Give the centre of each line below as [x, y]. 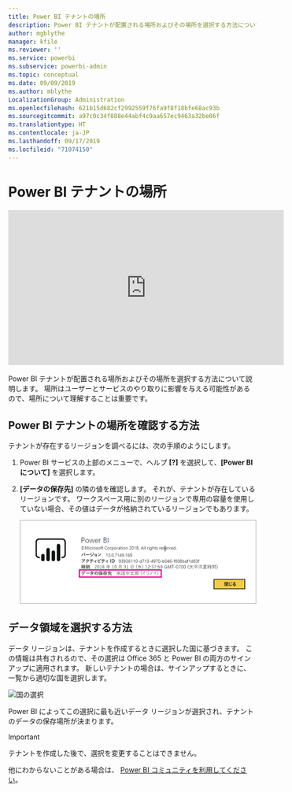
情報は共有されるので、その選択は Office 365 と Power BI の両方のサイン [133, 658]
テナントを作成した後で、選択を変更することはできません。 [105, 753]
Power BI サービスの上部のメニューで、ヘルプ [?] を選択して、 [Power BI [136, 463]
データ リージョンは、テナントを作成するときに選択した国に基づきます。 [126, 648]
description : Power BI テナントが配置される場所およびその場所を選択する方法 [123, 25]
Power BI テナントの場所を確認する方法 [104, 425]
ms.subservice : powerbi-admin [58, 67]
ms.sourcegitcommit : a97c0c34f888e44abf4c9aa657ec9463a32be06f [114, 117]
